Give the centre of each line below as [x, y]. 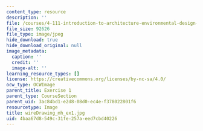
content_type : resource [36, 12]
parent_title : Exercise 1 [39, 91]
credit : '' [25, 62]
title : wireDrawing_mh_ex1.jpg [46, 113]
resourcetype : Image [32, 107]
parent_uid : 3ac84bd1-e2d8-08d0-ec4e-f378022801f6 [71, 101]
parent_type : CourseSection [42, 96]
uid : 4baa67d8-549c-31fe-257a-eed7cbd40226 [62, 118]
